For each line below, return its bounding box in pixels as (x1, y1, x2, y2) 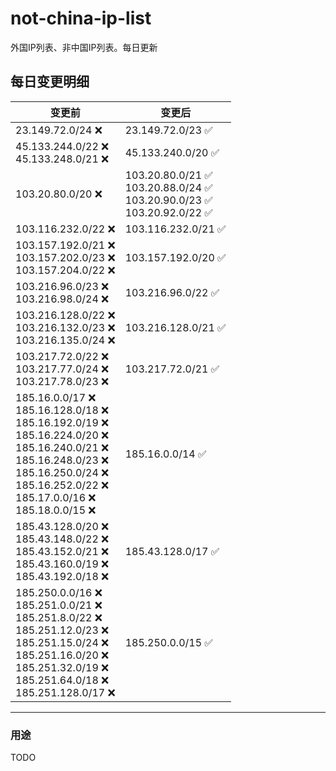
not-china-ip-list (10, 7, 152, 30)
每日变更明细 (10, 73, 90, 91)
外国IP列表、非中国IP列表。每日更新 (10, 41, 158, 53)
